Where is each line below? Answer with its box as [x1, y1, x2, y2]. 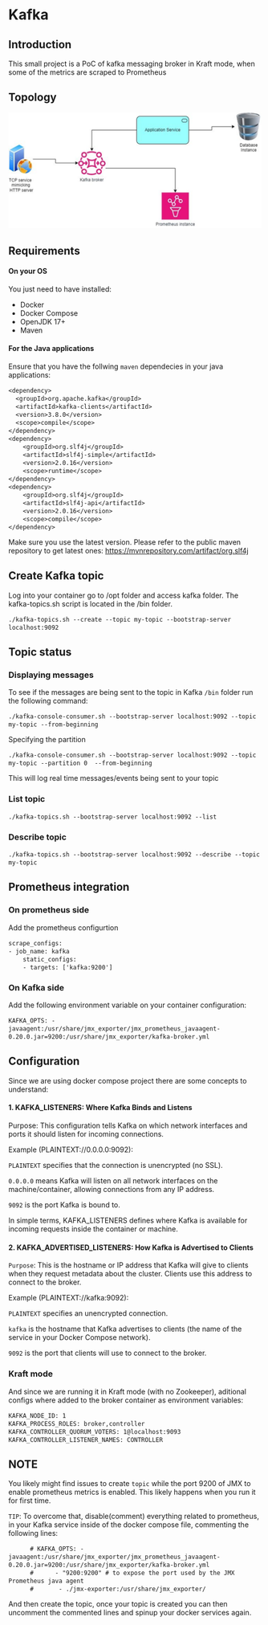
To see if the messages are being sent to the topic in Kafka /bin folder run [8, 688, 254, 697]
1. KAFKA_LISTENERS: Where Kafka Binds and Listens [8, 1103, 193, 1113]
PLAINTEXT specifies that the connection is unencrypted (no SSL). [8, 1161, 223, 1170]
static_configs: [22, 955, 78, 963]
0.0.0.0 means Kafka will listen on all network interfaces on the [8, 1176, 218, 1186]
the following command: [8, 696, 88, 706]
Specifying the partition [8, 735, 86, 745]
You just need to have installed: [8, 284, 112, 294]
